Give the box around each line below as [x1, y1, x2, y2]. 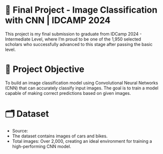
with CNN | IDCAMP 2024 [5, 15, 111, 26]
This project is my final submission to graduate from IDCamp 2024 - [5, 31, 142, 37]
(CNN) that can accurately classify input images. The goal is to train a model [5, 85, 159, 91]
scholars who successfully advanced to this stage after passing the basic [5, 41, 153, 47]
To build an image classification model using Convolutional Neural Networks [5, 80, 159, 86]
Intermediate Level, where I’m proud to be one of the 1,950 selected [5, 36, 142, 42]
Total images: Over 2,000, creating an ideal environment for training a [12, 138, 152, 144]
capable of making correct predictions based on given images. [5, 90, 131, 96]
